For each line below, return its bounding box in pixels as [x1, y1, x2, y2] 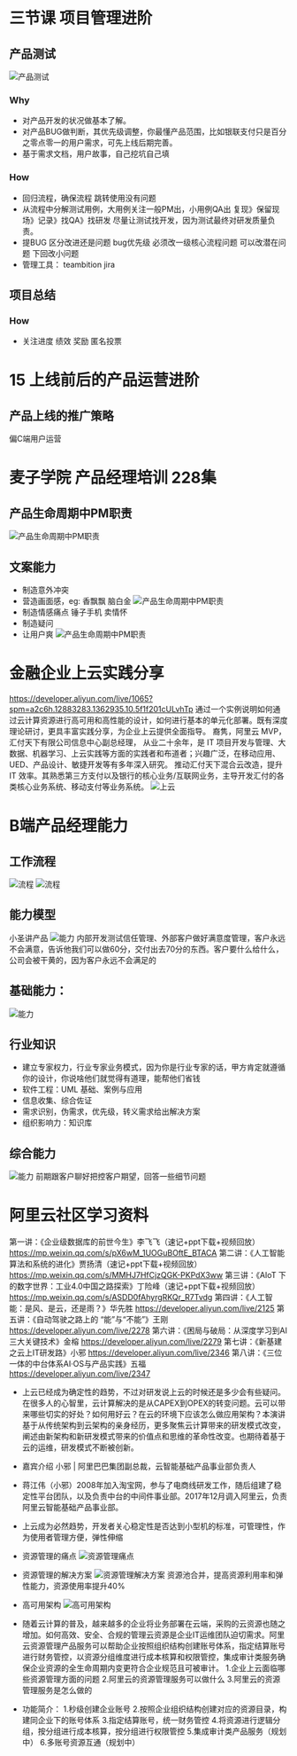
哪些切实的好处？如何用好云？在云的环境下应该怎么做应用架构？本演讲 [29, 1409, 286, 1420]
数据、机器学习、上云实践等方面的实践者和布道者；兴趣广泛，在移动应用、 [9, 749, 280, 759]
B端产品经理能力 [9, 816, 128, 836]
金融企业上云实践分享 [9, 663, 165, 684]
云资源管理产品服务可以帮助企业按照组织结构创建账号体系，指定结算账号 [21, 1641, 286, 1651]
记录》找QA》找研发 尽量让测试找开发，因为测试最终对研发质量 [37, 215, 268, 225]
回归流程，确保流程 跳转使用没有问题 [21, 192, 156, 203]
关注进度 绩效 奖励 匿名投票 [21, 336, 122, 347]
